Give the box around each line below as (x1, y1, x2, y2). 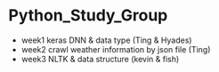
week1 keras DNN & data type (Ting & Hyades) (20, 35, 192, 45)
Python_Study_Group (8, 5, 168, 26)
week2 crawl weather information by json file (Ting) (20, 44, 211, 54)
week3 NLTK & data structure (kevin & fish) (20, 53, 180, 64)
